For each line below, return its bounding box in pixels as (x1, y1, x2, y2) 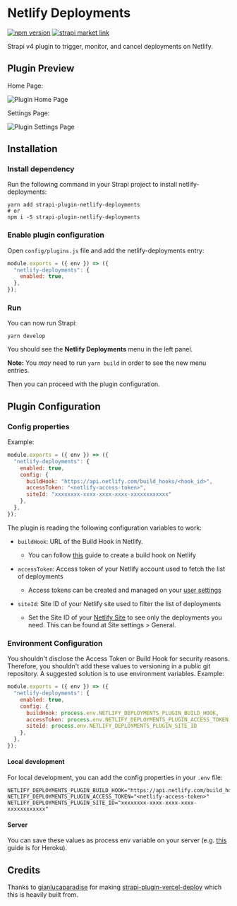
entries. (7, 366, 30, 375)
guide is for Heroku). (7, 844, 68, 852)
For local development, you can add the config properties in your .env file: (7, 773, 223, 782)
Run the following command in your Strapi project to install (7, 180, 178, 189)
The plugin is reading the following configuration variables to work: (7, 523, 202, 532)
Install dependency (7, 164, 75, 174)
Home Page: (7, 81, 44, 90)
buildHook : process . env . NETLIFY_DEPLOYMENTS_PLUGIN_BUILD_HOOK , (25, 709, 219, 716)
